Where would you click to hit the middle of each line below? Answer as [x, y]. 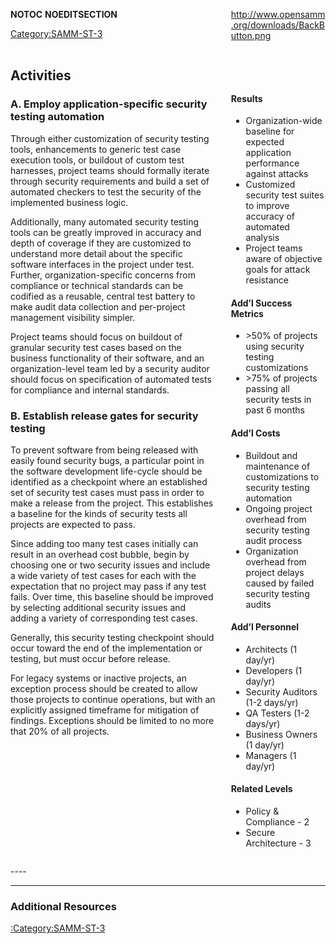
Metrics [247, 313]
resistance [267, 280]
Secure [260, 833]
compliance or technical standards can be [97, 285]
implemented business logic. [69, 202]
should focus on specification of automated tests [111, 379]
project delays [275, 572]
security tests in [278, 400]
